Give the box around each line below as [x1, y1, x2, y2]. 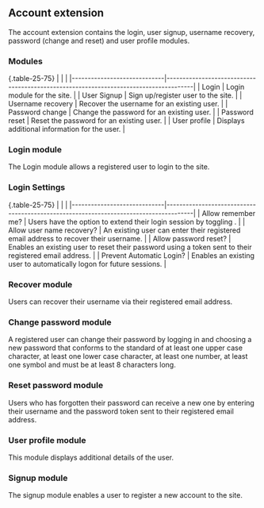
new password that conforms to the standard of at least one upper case [8, 343, 243, 352]
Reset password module [8, 380, 104, 391]
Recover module [8, 279, 73, 290]
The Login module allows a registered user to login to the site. [8, 162, 210, 171]
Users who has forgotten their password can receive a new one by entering [8, 398, 255, 407]
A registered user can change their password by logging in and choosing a [8, 335, 252, 344]
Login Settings [8, 182, 66, 193]
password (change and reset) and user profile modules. [8, 36, 190, 45]
